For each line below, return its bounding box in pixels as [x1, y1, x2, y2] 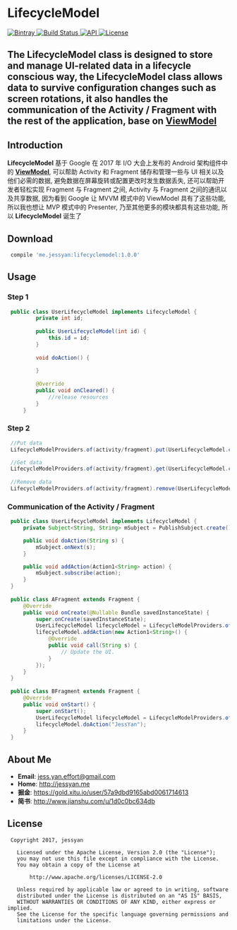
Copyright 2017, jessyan [10, 836, 83, 844]
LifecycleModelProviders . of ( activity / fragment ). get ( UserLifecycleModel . [10, 465, 229, 473]
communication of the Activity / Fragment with [7, 104, 217, 116]
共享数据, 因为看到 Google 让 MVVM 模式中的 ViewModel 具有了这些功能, [13, 194, 226, 203]
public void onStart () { [23, 701, 97, 708]
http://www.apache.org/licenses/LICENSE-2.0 [29, 873, 162, 881]
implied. [7, 905, 33, 912]
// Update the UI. [61, 648, 115, 655]
